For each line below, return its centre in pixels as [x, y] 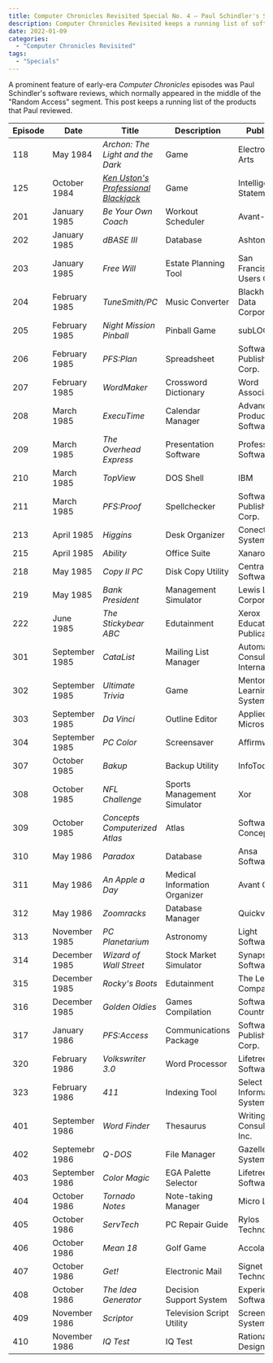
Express [118, 459]
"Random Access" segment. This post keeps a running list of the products [132, 102]
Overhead [122, 449]
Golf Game [186, 1247]
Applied [253, 714]
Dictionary [185, 392]
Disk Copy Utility [197, 571]
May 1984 [72, 154]
